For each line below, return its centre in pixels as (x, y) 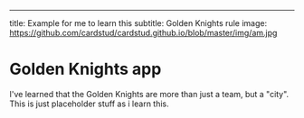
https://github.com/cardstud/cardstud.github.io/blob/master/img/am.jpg (143, 33)
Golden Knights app (85, 69)
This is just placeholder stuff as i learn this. (89, 104)
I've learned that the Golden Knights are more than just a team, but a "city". (149, 94)
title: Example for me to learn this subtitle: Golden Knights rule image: (138, 23)
